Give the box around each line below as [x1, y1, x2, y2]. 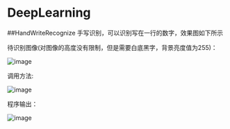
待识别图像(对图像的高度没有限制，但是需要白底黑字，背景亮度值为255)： [7, 43, 217, 51]
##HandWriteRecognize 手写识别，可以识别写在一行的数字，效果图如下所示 [7, 28, 224, 37]
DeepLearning [7, 5, 92, 21]
